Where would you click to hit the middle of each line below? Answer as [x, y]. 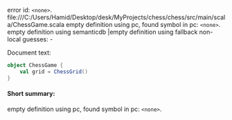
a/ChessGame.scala [36, 24]
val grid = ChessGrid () [54, 72]
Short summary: [31, 94]
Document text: [29, 52]
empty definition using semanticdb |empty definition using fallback [102, 32]
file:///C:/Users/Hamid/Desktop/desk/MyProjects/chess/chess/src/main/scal [116, 17]
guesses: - [38, 39]
